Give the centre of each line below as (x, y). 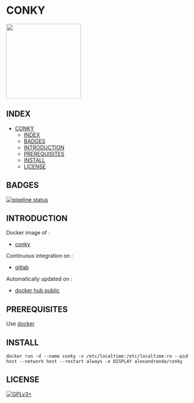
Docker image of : (28, 233)
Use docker (20, 324)
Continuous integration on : (40, 256)
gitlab (22, 267)
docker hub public (37, 291)
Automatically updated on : (39, 279)
